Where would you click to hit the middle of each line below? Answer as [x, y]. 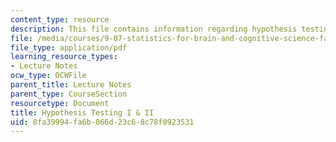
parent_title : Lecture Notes [71, 85]
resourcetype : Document [60, 103]
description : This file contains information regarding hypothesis [154, 29]
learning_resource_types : [64, 57]
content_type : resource [60, 19]
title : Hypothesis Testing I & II [82, 112]
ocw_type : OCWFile [48, 76]
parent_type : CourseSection [69, 94]
